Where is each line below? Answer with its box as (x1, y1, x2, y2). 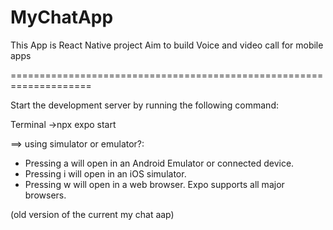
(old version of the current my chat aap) (10, 208, 175, 220)
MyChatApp (10, 6, 114, 29)
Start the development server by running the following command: (10, 99, 279, 111)
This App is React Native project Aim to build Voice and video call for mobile (10, 39, 324, 51)
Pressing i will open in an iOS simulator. (24, 167, 187, 180)
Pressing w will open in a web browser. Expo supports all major (24, 178, 285, 190)
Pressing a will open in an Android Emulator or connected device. (24, 157, 295, 169)
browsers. (24, 189, 67, 201)
